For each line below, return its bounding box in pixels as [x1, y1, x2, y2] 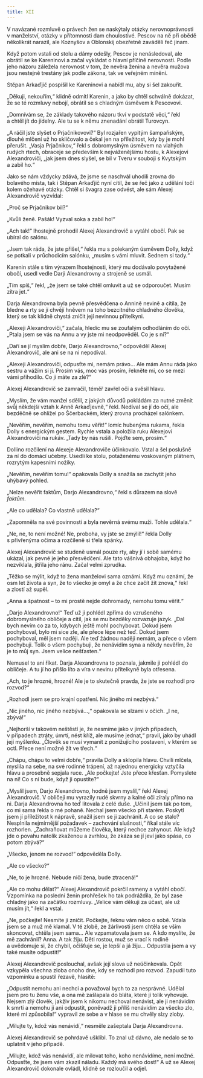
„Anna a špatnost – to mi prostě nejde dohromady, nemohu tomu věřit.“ [7, 597, 184, 604]
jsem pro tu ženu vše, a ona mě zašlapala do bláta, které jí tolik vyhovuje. [7, 991, 189, 998]
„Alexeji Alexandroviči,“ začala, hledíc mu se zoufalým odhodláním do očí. [7, 324, 191, 331]
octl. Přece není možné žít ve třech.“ [7, 744, 97, 752]
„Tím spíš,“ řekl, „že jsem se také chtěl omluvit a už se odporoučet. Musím [7, 282, 191, 289]
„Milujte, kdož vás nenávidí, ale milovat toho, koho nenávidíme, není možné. [7, 1052, 195, 1059]
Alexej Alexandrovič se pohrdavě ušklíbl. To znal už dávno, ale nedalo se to [7, 1034, 194, 1041]
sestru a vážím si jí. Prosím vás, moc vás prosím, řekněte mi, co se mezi [7, 367, 185, 374]
